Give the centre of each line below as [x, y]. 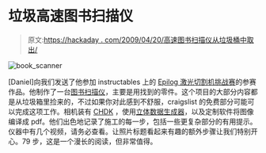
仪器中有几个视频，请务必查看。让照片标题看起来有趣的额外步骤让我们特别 [129, 131]
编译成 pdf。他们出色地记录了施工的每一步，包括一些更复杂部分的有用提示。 [133, 121]
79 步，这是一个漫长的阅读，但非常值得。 [89, 141]
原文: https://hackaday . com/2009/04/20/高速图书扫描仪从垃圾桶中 [137, 40]
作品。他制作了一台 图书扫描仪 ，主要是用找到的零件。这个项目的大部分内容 [129, 91]
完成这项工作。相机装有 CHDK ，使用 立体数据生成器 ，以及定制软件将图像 [135, 111]
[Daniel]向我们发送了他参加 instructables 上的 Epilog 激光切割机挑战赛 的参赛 [133, 82]
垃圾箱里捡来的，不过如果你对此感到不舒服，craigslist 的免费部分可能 [135, 101]
